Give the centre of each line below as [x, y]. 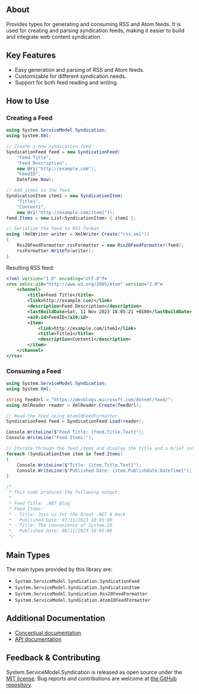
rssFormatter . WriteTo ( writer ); [55, 251]
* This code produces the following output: [64, 493]
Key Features [31, 56]
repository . [19, 684]
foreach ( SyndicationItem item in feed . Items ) [65, 454]
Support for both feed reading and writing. [66, 82]
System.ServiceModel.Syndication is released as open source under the [94, 672]
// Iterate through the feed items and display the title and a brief [95, 449]
